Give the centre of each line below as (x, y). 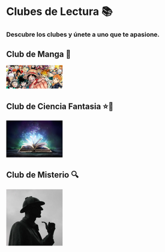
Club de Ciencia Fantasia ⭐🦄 (60, 106)
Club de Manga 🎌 (39, 54)
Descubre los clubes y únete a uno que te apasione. (83, 35)
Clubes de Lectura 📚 (59, 12)
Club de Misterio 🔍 (43, 175)
